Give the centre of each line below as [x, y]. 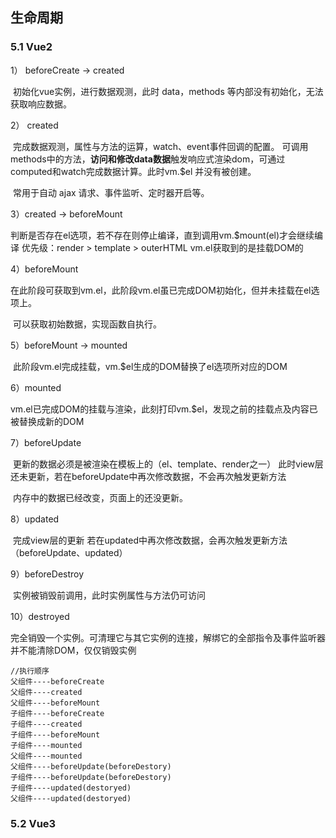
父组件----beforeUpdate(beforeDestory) [91, 766]
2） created [34, 125]
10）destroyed [40, 616]
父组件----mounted [46, 756]
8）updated [35, 519]
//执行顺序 [30, 671]
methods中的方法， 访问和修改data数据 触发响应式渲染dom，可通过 [148, 159]
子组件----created [46, 724]
